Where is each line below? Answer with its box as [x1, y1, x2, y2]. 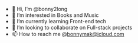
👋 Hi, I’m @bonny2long [11, 6, 68, 12]
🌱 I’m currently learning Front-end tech [11, 18, 106, 24]
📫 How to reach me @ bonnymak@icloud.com [11, 31, 125, 37]
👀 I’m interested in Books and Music [11, 12, 99, 19]
